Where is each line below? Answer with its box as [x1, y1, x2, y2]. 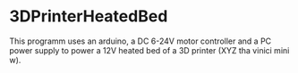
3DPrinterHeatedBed [9, 6, 168, 27]
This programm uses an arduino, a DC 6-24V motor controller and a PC [9, 36, 272, 46]
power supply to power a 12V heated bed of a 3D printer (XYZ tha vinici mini [9, 45, 290, 55]
